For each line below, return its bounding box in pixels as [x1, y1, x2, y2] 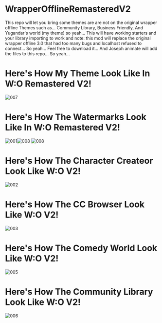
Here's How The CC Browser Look [5, 199, 145, 210]
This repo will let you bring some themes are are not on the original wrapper [5, 20, 157, 25]
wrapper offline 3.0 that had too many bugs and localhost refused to [5, 40, 142, 46]
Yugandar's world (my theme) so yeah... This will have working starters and [5, 30, 157, 36]
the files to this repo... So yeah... [5, 50, 70, 57]
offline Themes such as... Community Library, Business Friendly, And [5, 24, 144, 30]
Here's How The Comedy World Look [5, 242, 158, 254]
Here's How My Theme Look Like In [5, 68, 150, 79]
